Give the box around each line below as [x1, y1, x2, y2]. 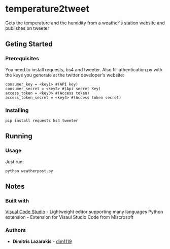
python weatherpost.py [5, 168, 53, 174]
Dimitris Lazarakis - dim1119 [12, 238, 72, 244]
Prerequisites [5, 55, 39, 62]
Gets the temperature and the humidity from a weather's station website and [5, 20, 165, 26]
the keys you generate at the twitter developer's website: [5, 72, 124, 78]
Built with [5, 197, 29, 204]
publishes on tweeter [5, 25, 50, 31]
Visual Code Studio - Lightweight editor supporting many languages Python [5, 209, 163, 215]
